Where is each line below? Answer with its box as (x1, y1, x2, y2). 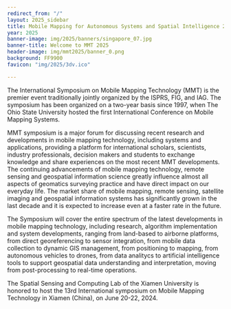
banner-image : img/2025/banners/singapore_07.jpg (7, 36, 153, 43)
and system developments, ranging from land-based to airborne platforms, (7, 229, 219, 238)
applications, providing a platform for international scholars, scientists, (7, 143, 206, 151)
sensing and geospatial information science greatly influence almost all (7, 172, 208, 181)
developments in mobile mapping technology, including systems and (7, 135, 201, 144)
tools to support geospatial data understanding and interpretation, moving (7, 258, 217, 266)
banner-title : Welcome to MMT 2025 (7, 42, 109, 49)
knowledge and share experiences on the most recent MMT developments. (7, 157, 220, 165)
